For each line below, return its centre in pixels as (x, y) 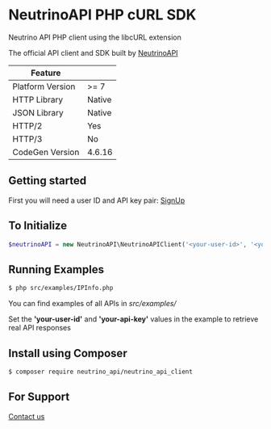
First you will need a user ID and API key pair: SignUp (97, 200)
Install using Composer (68, 353)
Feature (46, 73)
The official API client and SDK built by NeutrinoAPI (94, 53)
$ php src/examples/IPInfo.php (61, 288)
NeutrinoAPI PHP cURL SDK (102, 15)
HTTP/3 (27, 139)
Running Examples (56, 269)
